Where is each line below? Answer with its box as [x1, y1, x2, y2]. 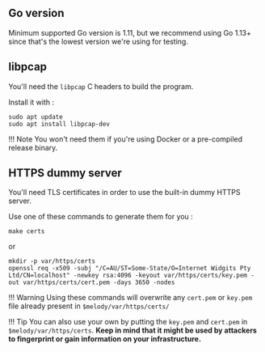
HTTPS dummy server [8, 166, 123, 180]
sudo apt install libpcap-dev [8, 120, 111, 128]
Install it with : [8, 97, 55, 107]
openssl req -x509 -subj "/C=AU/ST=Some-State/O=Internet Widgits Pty [8, 265, 251, 273]
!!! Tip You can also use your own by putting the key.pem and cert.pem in [8, 317, 248, 327]
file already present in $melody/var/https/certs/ [8, 301, 170, 311]
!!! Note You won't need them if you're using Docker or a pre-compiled [8, 134, 243, 144]
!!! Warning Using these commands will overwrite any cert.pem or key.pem [8, 293, 253, 303]
